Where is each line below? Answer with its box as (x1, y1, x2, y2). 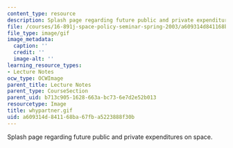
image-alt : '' (13, 56, 54, 63)
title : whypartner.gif (7, 107, 73, 114)
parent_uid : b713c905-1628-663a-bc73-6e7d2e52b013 (7, 94, 157, 101)
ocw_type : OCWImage (7, 74, 64, 82)
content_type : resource (7, 10, 76, 17)
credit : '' (13, 49, 45, 56)
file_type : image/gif (7, 29, 70, 37)
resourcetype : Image (7, 101, 67, 108)
